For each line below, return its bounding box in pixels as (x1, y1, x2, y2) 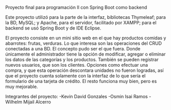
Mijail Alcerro (23, 99, 51, 105)
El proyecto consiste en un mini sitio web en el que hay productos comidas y (5, 35, 166, 41)
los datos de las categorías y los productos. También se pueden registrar (5, 57, 159, 63)
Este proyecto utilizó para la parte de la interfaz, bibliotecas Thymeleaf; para (5, 14, 166, 20)
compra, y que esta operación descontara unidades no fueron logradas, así (5, 67, 164, 73)
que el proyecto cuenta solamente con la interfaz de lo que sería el (5, 73, 146, 78)
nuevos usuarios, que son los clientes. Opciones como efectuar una (5, 62, 148, 68)
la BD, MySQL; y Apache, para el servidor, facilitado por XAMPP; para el (5, 20, 157, 25)
